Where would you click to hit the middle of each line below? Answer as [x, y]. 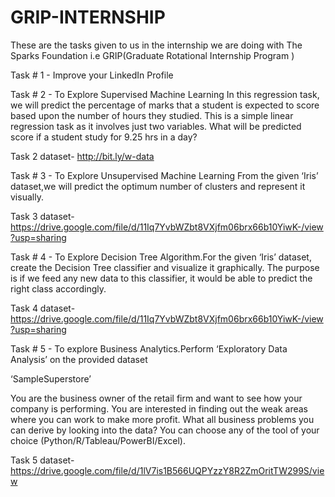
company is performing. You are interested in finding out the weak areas [159, 408]
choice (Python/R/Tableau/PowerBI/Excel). [98, 440]
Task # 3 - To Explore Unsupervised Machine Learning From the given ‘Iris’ [164, 175]
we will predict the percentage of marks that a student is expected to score [165, 105]
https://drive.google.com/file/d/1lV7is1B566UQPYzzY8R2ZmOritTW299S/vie [167, 470]
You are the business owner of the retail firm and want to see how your [156, 398]
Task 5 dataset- [42, 460]
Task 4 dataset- [43, 308]
